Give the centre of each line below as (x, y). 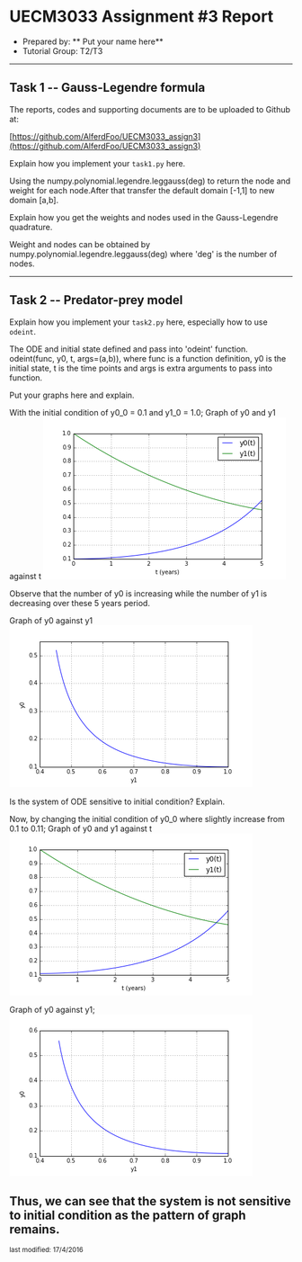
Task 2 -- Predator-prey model (96, 300)
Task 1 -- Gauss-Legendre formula (107, 88)
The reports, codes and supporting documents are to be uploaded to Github (150, 109)
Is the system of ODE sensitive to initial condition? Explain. (117, 801)
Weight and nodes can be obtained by (80, 244)
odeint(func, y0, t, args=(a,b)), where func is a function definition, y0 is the (148, 358)
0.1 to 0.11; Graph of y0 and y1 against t (81, 828)
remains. (35, 1229)
